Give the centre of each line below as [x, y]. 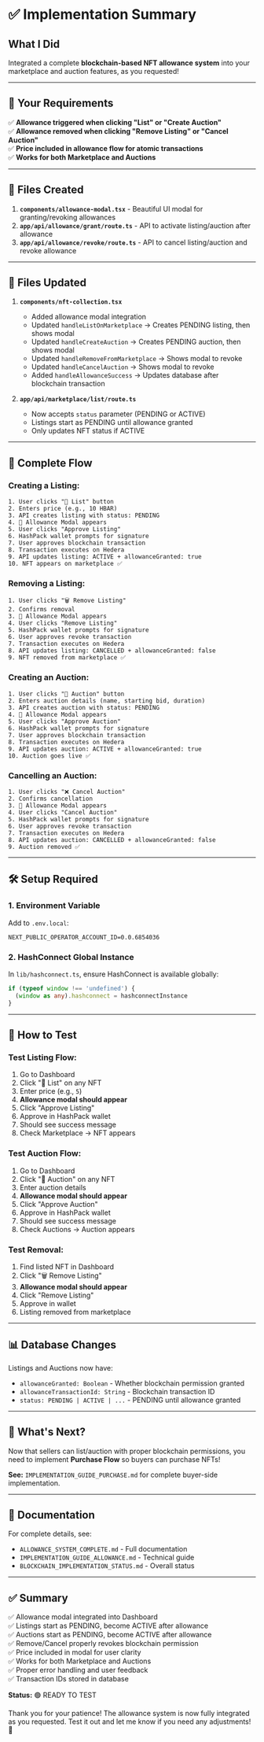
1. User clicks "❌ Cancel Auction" [67, 792]
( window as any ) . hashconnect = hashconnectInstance [102, 996]
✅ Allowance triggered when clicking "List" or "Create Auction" [115, 122]
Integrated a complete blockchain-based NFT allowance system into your [129, 63]
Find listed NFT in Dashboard [67, 1266]
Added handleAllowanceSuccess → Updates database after [125, 375]
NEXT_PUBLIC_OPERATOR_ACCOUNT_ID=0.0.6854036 [84, 937]
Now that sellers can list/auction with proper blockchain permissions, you [127, 1451]
